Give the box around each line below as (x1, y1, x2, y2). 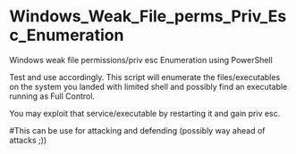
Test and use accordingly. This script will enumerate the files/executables (9, 71, 281, 82)
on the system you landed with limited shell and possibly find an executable (9, 81, 288, 92)
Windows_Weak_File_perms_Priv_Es (9, 6, 287, 27)
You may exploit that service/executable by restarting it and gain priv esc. (9, 108, 281, 118)
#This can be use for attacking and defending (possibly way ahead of (9, 125, 266, 135)
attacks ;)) (9, 134, 47, 145)
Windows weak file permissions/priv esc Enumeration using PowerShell (9, 54, 273, 65)
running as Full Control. (9, 91, 96, 101)
